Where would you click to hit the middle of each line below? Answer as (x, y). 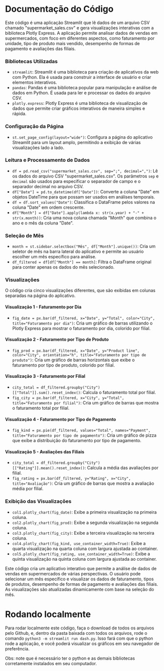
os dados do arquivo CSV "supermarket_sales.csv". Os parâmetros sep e (85, 176)
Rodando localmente (48, 614)
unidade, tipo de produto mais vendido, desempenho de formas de (72, 43)
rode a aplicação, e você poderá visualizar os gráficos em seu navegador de (82, 644)
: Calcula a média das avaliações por (122, 468)
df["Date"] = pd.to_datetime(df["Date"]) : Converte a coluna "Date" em (86, 192)
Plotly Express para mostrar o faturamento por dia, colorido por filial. (81, 328)
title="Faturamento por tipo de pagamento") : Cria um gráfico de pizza (84, 435)
